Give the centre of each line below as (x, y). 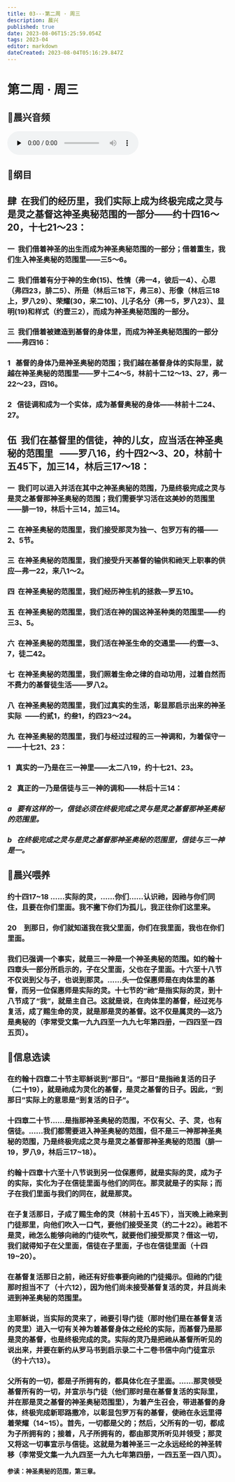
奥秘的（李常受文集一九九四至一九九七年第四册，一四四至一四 (118, 1022)
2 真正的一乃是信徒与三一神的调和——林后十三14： (95, 788)
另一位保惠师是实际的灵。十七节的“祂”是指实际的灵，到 (122, 990)
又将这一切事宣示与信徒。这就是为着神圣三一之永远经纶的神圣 (111, 1444)
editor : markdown (33, 46)
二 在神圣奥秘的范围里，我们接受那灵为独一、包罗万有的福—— (113, 530)
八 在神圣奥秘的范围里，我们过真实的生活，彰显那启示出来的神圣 (116, 706)
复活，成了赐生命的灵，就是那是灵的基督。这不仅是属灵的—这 (111, 1011)
